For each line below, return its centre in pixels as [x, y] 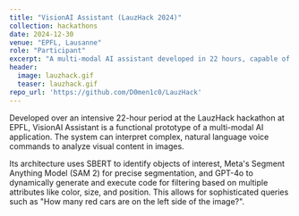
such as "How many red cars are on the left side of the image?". [127, 201]
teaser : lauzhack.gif [58, 84]
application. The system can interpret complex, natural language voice [139, 137]
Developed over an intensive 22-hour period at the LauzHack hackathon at [147, 118]
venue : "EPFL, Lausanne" [56, 42]
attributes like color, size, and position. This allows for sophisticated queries [149, 192]
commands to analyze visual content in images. [97, 146]
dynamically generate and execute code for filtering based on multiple [139, 182]
